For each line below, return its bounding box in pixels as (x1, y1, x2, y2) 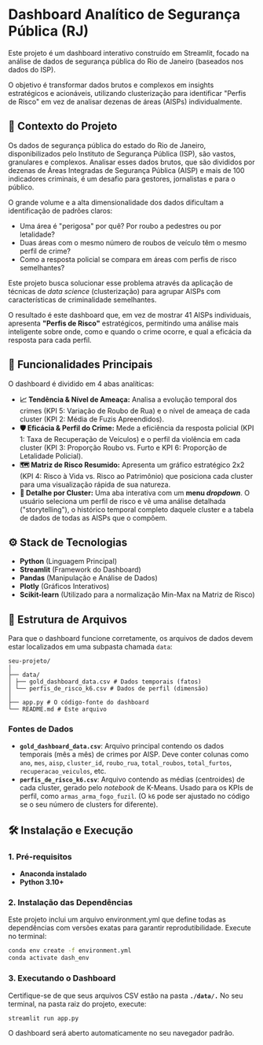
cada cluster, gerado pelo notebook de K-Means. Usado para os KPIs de (19, 783, 254, 793)
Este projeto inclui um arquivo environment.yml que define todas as (8, 914, 226, 925)
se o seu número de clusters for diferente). (19, 800, 159, 809)
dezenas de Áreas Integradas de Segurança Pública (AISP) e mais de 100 (8, 165, 245, 175)
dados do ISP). (8, 64, 57, 74)
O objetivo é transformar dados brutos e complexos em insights (8, 80, 214, 90)
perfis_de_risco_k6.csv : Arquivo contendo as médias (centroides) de (19, 775, 246, 784)
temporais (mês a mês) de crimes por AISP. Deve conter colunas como (19, 749, 249, 760)
